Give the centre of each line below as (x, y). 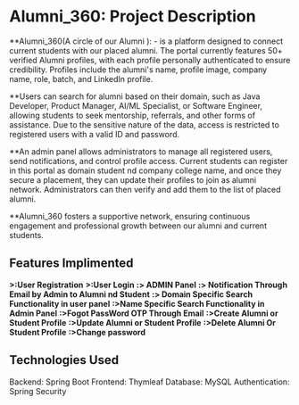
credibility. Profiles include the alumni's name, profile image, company (138, 70)
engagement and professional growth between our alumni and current (138, 226)
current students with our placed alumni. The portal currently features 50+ (146, 50)
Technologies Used (64, 360)
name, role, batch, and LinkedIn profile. (81, 79)
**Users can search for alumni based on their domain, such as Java (135, 96)
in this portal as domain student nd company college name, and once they (145, 170)
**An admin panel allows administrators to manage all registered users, (141, 151)
